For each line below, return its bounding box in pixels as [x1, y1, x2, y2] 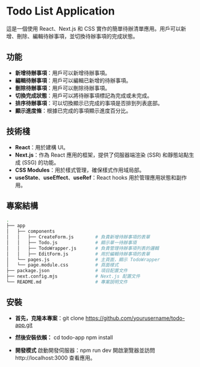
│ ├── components [6, 229, 55, 235]
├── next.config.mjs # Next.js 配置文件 [6, 273, 140, 279]
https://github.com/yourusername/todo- [85, 314, 186, 322]
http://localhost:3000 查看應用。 [14, 354, 96, 361]
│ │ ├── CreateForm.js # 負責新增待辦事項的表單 [6, 234, 151, 240]
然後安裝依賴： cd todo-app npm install [14, 334, 113, 341]
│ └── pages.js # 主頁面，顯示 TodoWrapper [6, 256, 160, 262]
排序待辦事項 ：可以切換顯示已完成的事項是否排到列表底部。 [14, 99, 163, 106]
